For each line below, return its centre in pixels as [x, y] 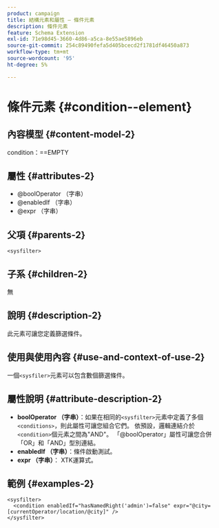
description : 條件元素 [38, 26]
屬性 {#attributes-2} [51, 176]
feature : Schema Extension [46, 33]
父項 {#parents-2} [46, 235]
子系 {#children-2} [48, 274]
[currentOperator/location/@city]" [58, 512]
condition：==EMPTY [38, 152]
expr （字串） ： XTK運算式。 [57, 460]
